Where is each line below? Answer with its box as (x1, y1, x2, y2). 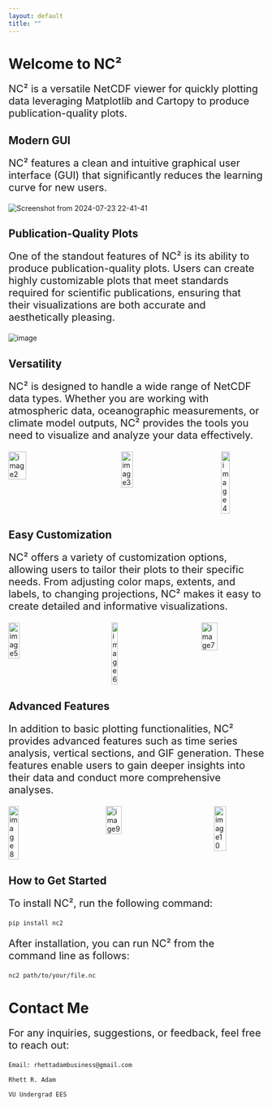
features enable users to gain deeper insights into (8, 759, 246, 772)
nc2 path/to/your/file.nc (8, 971, 96, 979)
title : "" (8, 20, 42, 28)
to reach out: (8, 1039, 70, 1052)
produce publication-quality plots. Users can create (8, 262, 255, 275)
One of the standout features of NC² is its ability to (8, 250, 250, 263)
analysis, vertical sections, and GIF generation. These (8, 746, 265, 759)
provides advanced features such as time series (8, 734, 238, 747)
